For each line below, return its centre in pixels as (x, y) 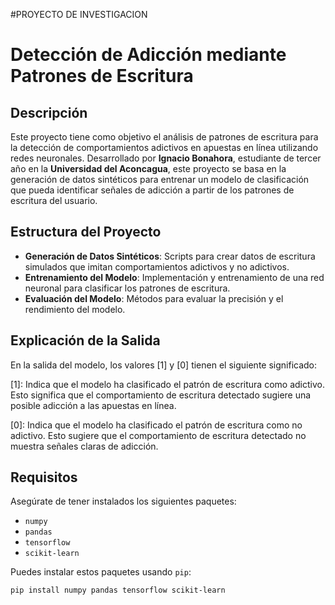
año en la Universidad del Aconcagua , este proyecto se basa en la (148, 168)
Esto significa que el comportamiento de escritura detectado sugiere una (161, 395)
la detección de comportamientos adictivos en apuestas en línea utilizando (164, 147)
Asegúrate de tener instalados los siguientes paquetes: (123, 501)
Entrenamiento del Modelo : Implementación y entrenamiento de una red (174, 277)
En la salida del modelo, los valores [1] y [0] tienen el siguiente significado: (164, 365)
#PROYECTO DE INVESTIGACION (79, 14)
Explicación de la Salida (85, 340)
